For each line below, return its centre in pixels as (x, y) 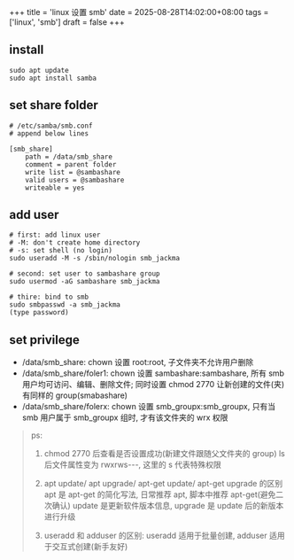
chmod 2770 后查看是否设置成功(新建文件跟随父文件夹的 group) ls (164, 454)
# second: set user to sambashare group (85, 274)
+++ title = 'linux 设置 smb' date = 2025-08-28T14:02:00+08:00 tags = (139, 12)
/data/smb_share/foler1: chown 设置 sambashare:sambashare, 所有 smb (153, 373)
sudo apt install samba (53, 78)
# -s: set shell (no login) (61, 251)
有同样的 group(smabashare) (75, 395)
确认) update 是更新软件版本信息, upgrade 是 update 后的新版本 (168, 506)
